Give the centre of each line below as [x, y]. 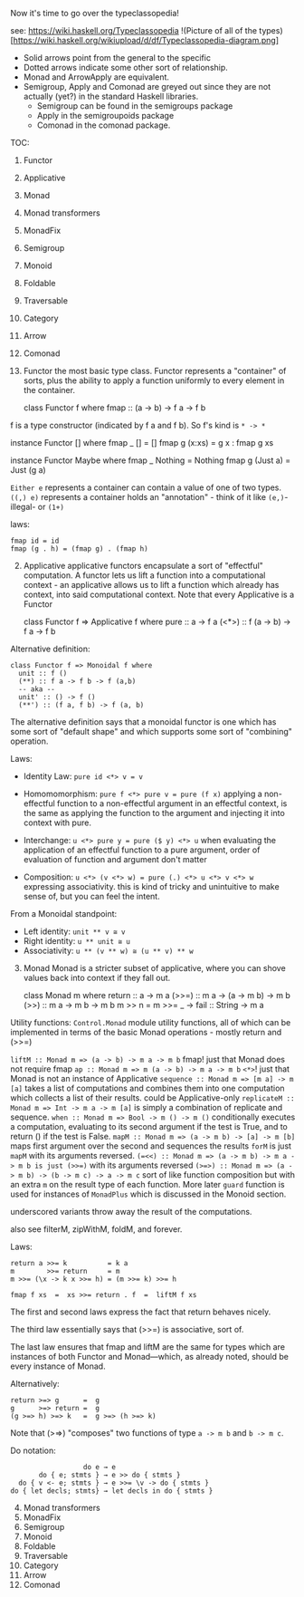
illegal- [23, 507]
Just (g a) [28, 470]
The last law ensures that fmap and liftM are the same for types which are [148, 1347]
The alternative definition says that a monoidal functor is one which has [143, 722]
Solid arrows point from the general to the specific [117, 58]
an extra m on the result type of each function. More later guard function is [147, 1184]
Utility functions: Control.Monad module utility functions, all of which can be [151, 1022]
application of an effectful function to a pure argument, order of [142, 850]
